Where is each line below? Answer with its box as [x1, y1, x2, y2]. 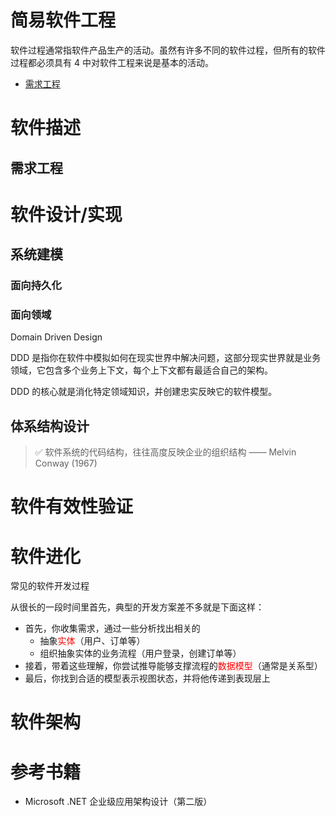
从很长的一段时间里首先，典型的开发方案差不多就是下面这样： [10, 601, 265, 613]
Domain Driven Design [10, 331, 103, 343]
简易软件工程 [10, 9, 117, 32]
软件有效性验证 [10, 496, 134, 518]
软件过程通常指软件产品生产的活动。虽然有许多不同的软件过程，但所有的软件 [10, 44, 326, 56]
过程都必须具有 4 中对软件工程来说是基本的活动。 [10, 56, 214, 68]
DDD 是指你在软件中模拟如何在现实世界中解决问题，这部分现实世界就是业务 [10, 352, 322, 364]
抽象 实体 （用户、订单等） [39, 635, 146, 647]
